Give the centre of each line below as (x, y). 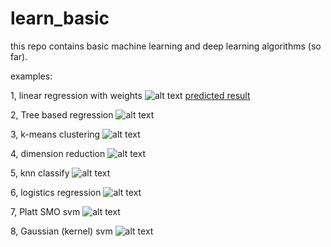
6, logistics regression (56, 192)
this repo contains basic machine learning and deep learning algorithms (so (166, 46)
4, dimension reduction (58, 153)
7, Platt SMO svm (45, 211)
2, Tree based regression (62, 114)
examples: (31, 76)
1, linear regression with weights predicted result (130, 95)
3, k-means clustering (55, 134)
